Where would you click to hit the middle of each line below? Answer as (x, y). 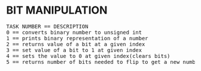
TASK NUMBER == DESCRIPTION (47, 26)
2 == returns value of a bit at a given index (76, 44)
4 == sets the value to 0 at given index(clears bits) (88, 56)
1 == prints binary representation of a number (77, 38)
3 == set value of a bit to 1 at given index (74, 50)
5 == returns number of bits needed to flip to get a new (93, 62)
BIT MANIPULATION (57, 10)
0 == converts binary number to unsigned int (74, 32)
